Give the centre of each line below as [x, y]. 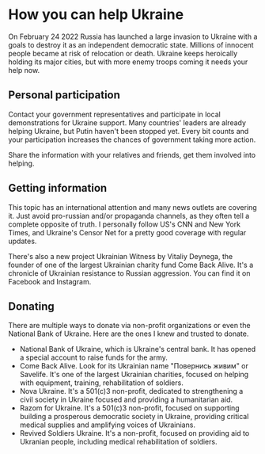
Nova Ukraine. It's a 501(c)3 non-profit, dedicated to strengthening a [131, 391]
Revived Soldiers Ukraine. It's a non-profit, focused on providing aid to [134, 433]
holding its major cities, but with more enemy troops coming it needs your [128, 62]
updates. [23, 241]
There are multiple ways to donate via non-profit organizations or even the [129, 326]
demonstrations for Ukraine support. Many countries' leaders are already [127, 122]
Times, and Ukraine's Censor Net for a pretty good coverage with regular [127, 232]
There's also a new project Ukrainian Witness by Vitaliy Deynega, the [121, 256]
